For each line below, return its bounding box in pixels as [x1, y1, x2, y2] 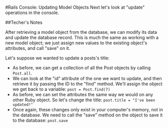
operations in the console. [5, 10, 59, 16]
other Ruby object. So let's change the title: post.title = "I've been [12, 97, 155, 103]
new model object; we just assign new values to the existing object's [5, 40, 147, 46]
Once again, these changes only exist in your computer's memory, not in [12, 107, 163, 112]
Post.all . [12, 70, 33, 76]
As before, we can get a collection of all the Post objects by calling [12, 65, 151, 71]
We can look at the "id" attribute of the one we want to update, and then [12, 76, 162, 81]
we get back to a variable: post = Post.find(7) [12, 86, 111, 92]
